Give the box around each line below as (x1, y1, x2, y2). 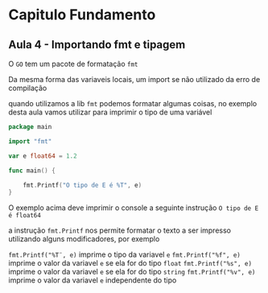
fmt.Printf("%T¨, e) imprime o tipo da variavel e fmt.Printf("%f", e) (8, 250, 241, 259)
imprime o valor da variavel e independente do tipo (8, 275, 177, 285)
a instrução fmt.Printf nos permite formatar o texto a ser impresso (8, 225, 232, 235)
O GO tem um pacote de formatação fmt (8, 59, 138, 68)
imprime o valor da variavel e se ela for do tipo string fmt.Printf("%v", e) (8, 267, 256, 277)
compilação (8, 83, 47, 93)
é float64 (8, 212, 42, 220)
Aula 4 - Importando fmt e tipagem (8, 38, 186, 52)
